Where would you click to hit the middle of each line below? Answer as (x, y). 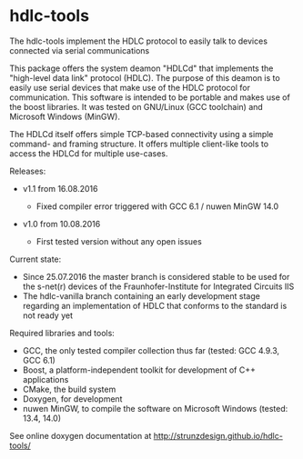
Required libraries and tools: (62, 333)
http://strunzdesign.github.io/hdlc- (218, 435)
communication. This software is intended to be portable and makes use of (150, 97)
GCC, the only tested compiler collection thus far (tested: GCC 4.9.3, (151, 350)
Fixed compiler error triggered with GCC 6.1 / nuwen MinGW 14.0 (157, 206)
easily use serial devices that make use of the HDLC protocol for (130, 87)
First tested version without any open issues (119, 241)
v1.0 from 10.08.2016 (61, 224)
